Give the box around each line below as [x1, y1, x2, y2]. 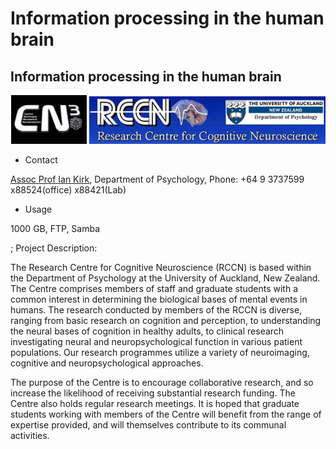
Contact [24, 153, 58, 166]
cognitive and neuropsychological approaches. [10, 357, 204, 369]
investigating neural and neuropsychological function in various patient [10, 335, 303, 347]
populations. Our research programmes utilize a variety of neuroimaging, [10, 346, 310, 358]
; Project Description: [10, 242, 98, 254]
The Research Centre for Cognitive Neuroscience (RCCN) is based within [10, 261, 312, 273]
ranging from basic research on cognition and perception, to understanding [10, 314, 322, 326]
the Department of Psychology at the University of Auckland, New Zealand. [10, 272, 321, 284]
